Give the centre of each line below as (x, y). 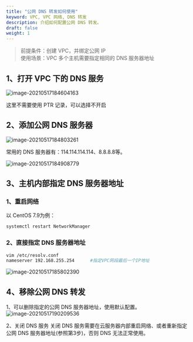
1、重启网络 (23, 202)
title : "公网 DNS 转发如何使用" (42, 11)
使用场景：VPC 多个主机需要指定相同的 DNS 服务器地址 (87, 58)
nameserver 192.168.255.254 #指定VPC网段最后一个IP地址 (78, 261)
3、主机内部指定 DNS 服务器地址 (65, 183)
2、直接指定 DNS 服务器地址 (46, 243)
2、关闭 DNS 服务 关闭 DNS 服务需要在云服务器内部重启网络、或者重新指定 (97, 326)
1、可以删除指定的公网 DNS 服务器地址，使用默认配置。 (73, 307)
